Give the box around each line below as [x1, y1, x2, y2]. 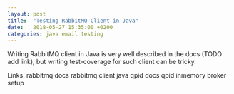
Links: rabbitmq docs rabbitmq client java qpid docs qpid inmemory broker [7, 71, 227, 80]
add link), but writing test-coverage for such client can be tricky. [7, 58, 196, 66]
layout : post [7, 10, 46, 18]
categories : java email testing [7, 30, 103, 38]
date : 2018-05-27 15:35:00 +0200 [7, 23, 113, 31]
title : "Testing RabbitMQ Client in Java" [7, 17, 139, 24]
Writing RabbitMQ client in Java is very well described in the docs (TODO [7, 50, 223, 58]
